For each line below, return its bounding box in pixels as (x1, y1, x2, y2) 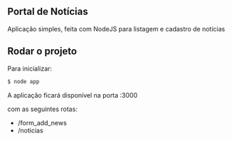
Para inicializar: (7, 64, 52, 73)
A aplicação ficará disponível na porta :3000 (7, 90, 137, 99)
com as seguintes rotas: (7, 105, 78, 113)
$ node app (7, 78, 40, 85)
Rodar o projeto (7, 46, 77, 58)
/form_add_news (17, 118, 68, 127)
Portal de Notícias (7, 6, 88, 18)
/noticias (17, 126, 44, 135)
